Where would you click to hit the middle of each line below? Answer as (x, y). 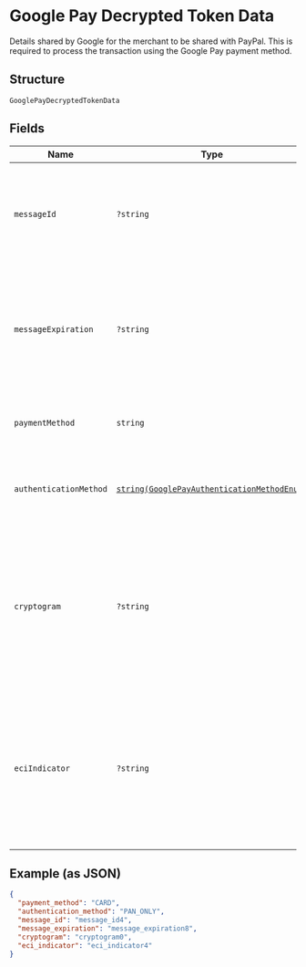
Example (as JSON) (65, 873)
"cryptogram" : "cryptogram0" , (75, 937)
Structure (37, 80)
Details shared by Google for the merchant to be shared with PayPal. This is (151, 41)
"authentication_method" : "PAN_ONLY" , (92, 912)
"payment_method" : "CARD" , (69, 903)
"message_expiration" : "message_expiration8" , (107, 928)
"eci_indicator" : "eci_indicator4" (85, 945)
